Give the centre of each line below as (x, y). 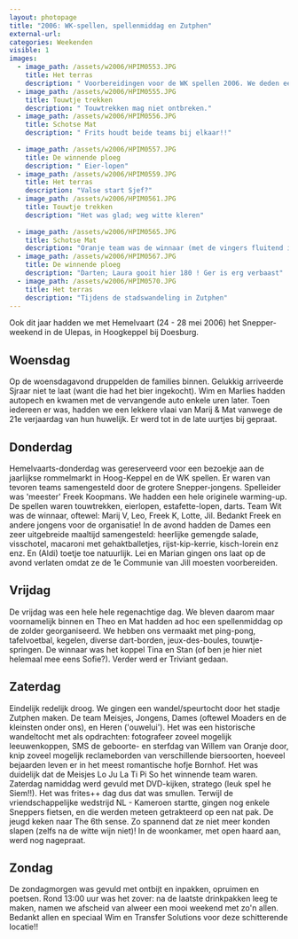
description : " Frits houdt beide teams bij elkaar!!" (129, 133)
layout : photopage (43, 17)
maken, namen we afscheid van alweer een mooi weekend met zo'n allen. (144, 908)
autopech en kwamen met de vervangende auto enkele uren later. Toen (140, 401)
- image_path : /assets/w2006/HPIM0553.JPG (97, 67)
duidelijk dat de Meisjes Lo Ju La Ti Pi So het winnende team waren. (134, 774)
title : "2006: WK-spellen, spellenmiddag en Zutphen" (111, 26)
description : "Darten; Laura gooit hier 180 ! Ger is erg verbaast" (154, 273)
